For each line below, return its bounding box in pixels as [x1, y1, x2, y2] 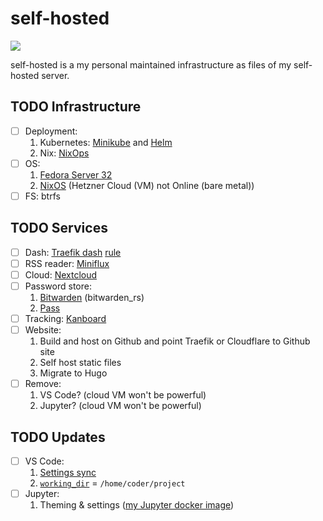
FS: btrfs [24, 190, 61, 202]
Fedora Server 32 [39, 168, 113, 181]
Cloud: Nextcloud [24, 268, 98, 281]
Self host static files [39, 357, 122, 369]
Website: [24, 324, 62, 336]
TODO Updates [10, 428, 106, 446]
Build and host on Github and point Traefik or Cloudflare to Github [39, 335, 311, 347]
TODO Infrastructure [10, 98, 142, 116]
